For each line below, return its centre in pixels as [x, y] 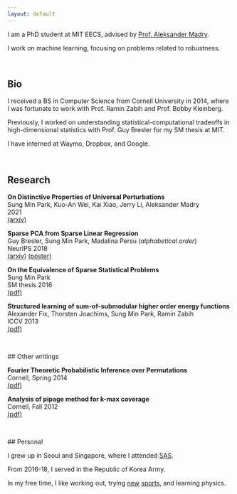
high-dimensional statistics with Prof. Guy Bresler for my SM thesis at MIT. [116, 130]
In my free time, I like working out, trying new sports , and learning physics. [117, 483]
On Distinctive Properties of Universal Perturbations [86, 197]
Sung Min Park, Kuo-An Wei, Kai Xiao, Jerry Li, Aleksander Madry [104, 205]
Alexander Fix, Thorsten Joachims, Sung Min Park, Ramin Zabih [101, 314]
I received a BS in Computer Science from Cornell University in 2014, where [118, 101]
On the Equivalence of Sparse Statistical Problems [83, 270]
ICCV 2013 [23, 321]
